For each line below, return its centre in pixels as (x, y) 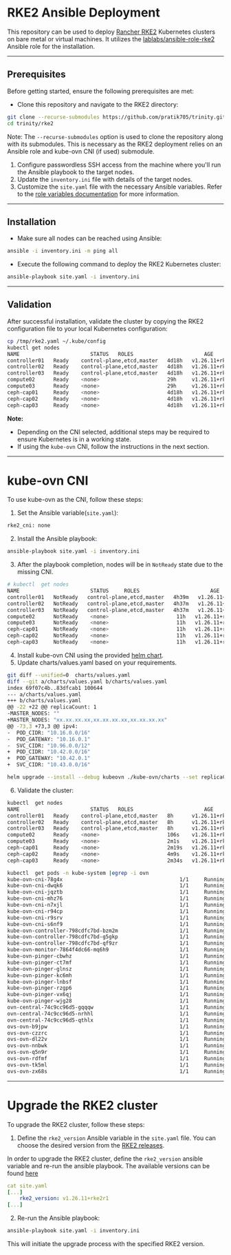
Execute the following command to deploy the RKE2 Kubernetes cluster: (119, 264)
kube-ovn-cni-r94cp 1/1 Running (117, 911)
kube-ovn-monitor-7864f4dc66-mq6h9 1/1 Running (117, 950)
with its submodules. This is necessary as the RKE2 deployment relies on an (115, 144)
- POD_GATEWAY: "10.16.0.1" (49, 739)
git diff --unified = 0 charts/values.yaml (69, 675)
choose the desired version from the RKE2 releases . (91, 1145)
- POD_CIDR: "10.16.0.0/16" (49, 732)
